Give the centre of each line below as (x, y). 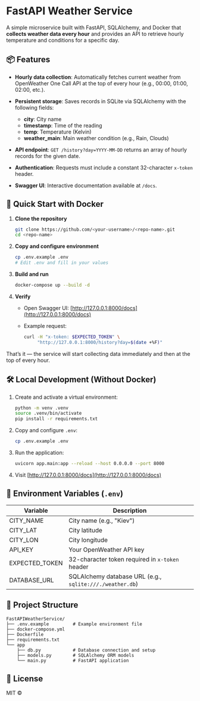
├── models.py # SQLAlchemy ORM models (76, 655)
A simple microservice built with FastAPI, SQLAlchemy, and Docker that (94, 27)
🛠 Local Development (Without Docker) (81, 380)
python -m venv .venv (41, 408)
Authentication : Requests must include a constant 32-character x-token (104, 168)
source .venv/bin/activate (48, 413)
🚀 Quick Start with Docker (55, 204)
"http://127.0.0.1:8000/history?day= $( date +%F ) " (100, 342)
